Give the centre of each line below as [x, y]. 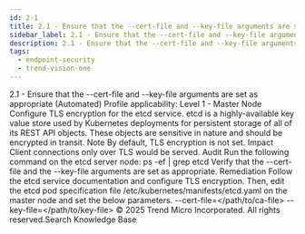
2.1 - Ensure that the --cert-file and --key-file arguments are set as [134, 94]
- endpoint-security [56, 60]
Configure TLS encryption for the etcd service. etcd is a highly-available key [152, 113]
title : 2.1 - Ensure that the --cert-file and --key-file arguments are [150, 26]
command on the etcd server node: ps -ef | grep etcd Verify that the [137, 161]
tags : [20, 52]
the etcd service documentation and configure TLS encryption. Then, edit [147, 180]
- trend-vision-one [54, 69]
